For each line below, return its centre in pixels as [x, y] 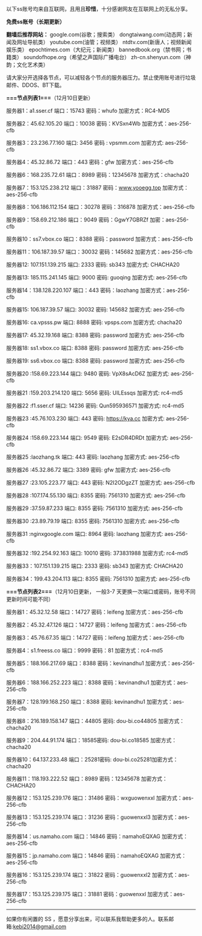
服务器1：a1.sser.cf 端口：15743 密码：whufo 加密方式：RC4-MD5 [88, 111]
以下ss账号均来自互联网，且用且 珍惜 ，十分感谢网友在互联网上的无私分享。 [99, 9]
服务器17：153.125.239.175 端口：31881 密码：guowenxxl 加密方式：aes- [96, 894]
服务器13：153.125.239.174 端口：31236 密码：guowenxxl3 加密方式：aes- [98, 817]
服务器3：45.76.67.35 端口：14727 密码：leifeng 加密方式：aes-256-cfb [95, 638]
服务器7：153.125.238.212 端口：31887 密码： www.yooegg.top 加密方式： [98, 188]
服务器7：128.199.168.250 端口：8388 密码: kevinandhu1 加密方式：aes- [95, 702]
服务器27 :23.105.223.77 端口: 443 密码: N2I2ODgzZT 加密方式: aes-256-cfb [101, 482]
